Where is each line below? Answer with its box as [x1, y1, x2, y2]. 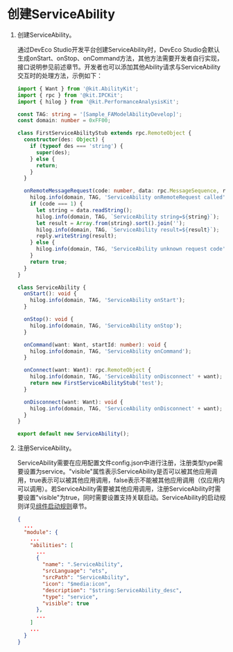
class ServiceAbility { [17, 284, 87, 291]
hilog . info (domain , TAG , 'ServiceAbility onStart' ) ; [30, 296, 186, 304]
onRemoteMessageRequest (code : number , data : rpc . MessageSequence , [24, 187, 220, 194]
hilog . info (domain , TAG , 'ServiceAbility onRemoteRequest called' [30, 194, 226, 201]
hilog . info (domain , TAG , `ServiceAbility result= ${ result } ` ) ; [35, 226, 220, 233]
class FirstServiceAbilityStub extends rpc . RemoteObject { [17, 130, 192, 137]
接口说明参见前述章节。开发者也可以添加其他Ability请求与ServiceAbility [17, 62, 221, 71]
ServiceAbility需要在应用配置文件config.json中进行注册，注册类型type [17, 459, 217, 467]
